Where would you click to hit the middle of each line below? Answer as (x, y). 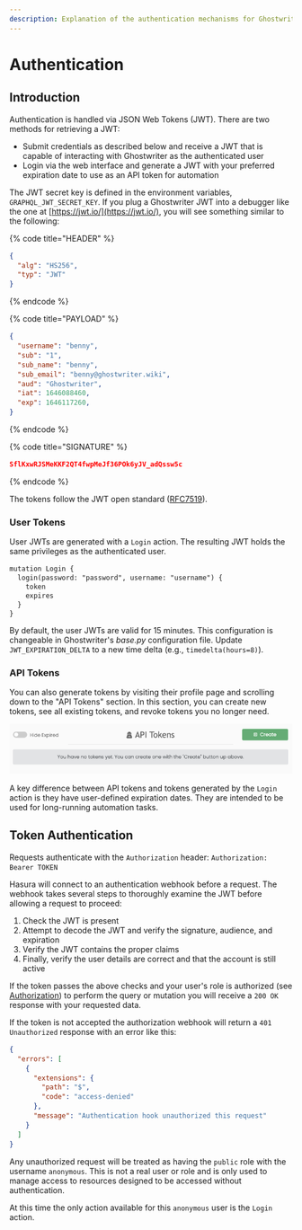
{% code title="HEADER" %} (62, 238)
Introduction (45, 97)
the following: (35, 221)
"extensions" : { (63, 1078)
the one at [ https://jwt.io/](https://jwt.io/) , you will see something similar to (147, 211)
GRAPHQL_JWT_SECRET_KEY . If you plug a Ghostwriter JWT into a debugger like (149, 201)
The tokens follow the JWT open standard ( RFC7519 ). (109, 499)
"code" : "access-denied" (88, 1097)
